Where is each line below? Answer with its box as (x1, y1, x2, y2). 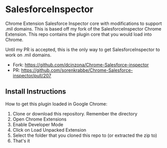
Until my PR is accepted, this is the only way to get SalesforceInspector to (5, 46, 160, 52)
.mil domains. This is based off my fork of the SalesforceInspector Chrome (5, 25, 161, 32)
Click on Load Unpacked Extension (12, 127, 87, 133)
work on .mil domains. (5, 52, 52, 58)
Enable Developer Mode (12, 121, 64, 128)
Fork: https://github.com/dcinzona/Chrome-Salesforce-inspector (12, 62, 149, 68)
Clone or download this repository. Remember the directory (12, 110, 137, 116)
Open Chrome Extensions (12, 116, 67, 122)
